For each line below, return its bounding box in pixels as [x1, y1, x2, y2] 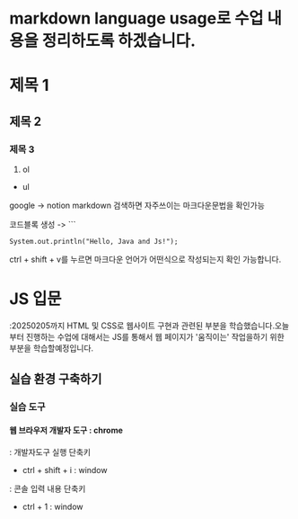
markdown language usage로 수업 [9, 8, 264, 29]
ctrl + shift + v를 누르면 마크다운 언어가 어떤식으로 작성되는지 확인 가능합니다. [9, 254, 282, 265]
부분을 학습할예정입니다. [9, 343, 94, 353]
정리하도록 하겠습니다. [41, 31, 196, 51]
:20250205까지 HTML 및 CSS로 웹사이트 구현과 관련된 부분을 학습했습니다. [9, 320, 276, 331]
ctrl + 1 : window [22, 501, 83, 512]
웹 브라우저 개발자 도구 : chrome [9, 425, 124, 435]
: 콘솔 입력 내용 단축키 [9, 483, 86, 494]
